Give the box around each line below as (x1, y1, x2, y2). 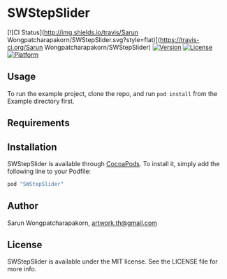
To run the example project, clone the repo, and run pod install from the (7, 89, 218, 97)
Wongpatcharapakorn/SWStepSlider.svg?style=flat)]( (7, 35, 161, 43)
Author (7, 200, 38, 212)
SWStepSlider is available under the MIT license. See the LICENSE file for (7, 257, 218, 266)
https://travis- (159, 35, 200, 43)
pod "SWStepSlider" (7, 180, 64, 187)
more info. (7, 265, 37, 273)
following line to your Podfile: (7, 167, 91, 175)
